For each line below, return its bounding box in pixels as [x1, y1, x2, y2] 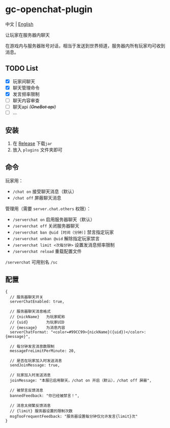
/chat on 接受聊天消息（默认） [12, 188, 77, 194]
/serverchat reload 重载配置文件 [12, 248, 82, 254]
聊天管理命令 [12, 84, 40, 91]
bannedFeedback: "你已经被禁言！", [10, 393, 80, 398]
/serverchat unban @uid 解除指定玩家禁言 [12, 235, 100, 241]
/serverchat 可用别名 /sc [5, 259, 58, 265]
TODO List [5, 64, 38, 73]
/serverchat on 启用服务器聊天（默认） [12, 216, 95, 222]
